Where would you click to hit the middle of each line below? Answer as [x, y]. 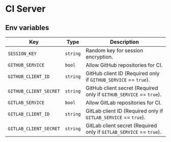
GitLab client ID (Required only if [124, 111]
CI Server [25, 9]
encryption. [99, 57]
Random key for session [115, 50]
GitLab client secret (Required [121, 125]
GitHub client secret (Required [122, 88]
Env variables [27, 28]
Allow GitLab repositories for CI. [124, 103]
